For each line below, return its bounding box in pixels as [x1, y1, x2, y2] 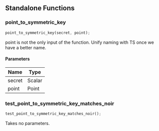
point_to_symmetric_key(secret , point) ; [5, 30, 91, 35]
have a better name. [5, 44, 46, 50]
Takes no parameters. [5, 120, 50, 126]
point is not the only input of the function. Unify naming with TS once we [5, 39, 155, 45]
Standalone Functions [5, 4, 75, 12]
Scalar [27, 77, 42, 84]
